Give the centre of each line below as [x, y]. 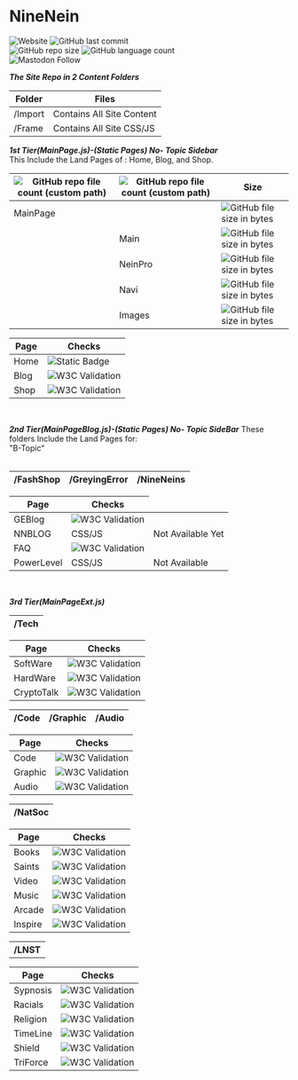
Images [135, 315]
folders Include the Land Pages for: [74, 438]
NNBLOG [32, 533]
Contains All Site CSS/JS [104, 128]
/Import [29, 114]
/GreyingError [98, 479]
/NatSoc [31, 812]
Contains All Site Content [105, 114]
